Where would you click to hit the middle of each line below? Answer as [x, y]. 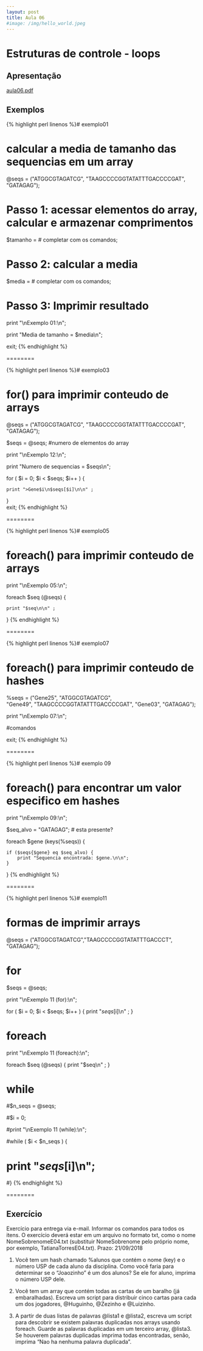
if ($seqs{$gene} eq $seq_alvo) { [50, 852]
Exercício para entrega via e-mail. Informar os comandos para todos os [95, 1228]
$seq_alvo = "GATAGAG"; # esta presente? [60, 829]
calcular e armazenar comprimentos [100, 223]
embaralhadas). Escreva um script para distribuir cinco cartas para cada [105, 1298]
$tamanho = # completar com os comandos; [62, 240]
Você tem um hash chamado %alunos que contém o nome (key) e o [100, 1260]
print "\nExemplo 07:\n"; [36, 716]
